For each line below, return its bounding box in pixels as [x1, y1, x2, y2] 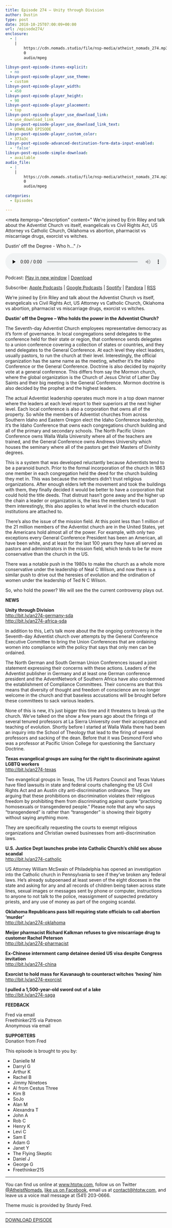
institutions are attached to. [5, 508, 63, 514]
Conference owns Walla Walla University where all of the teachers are [5, 433, 153, 439]
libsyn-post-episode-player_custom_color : [5, 131, 97, 136]
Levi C [12, 1128, 27, 1135]
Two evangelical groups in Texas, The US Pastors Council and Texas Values [5, 776, 165, 782]
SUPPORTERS [5, 1032, 36, 1038]
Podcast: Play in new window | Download [5, 275, 92, 281]
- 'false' [10, 145, 31, 151]
